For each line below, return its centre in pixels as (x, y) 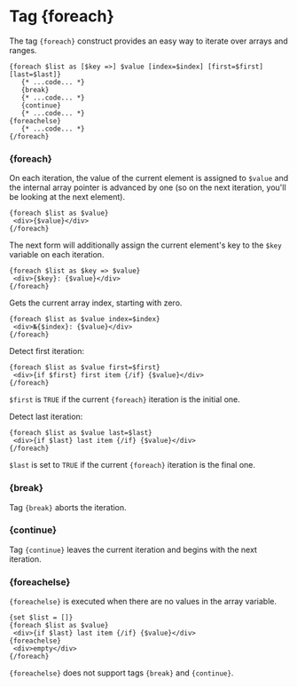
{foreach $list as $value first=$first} (85, 367)
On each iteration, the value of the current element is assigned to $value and (149, 178)
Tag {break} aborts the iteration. (68, 507)
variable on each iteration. (57, 255)
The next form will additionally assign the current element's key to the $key (145, 245)
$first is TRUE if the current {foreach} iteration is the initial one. (125, 399)
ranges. (23, 50)
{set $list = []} (41, 618)
